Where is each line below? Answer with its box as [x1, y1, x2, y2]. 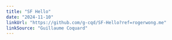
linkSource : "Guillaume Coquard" [6, 25, 88, 31]
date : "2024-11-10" [6, 14, 54, 20]
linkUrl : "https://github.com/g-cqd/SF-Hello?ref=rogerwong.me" [6, 19, 167, 25]
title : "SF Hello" [6, 8, 51, 15]
